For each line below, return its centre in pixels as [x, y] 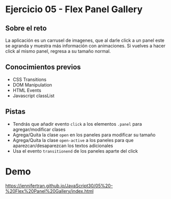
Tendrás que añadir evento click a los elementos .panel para [77, 124]
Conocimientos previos [43, 67]
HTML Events [27, 90]
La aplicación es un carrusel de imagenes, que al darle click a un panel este [85, 40]
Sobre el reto [26, 28]
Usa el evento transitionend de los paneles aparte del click [75, 151]
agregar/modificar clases [39, 129]
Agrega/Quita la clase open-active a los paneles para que [73, 140]
